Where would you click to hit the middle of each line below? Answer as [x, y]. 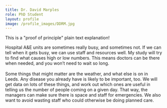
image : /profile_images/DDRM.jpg [40, 24]
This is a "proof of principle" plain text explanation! [57, 38]
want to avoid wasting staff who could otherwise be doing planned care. [79, 101]
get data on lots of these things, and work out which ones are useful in [78, 85]
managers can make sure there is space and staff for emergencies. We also [83, 95]
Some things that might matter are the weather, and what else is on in [77, 74]
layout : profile [22, 19]
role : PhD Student [24, 14]
